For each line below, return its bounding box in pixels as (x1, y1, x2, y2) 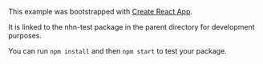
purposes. (8, 31, 42, 40)
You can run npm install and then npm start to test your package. (8, 46, 227, 55)
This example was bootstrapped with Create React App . (8, 7, 193, 16)
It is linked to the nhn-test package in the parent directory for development (8, 22, 255, 31)
